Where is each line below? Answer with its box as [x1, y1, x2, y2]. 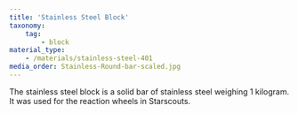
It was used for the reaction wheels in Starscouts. [9, 95, 191, 106]
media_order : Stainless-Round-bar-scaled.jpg [9, 63, 181, 72]
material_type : [9, 46, 66, 55]
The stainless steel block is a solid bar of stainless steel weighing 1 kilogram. [9, 86, 290, 97]
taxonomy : [9, 21, 46, 30]
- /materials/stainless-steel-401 [25, 54, 153, 63]
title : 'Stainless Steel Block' [9, 12, 129, 22]
